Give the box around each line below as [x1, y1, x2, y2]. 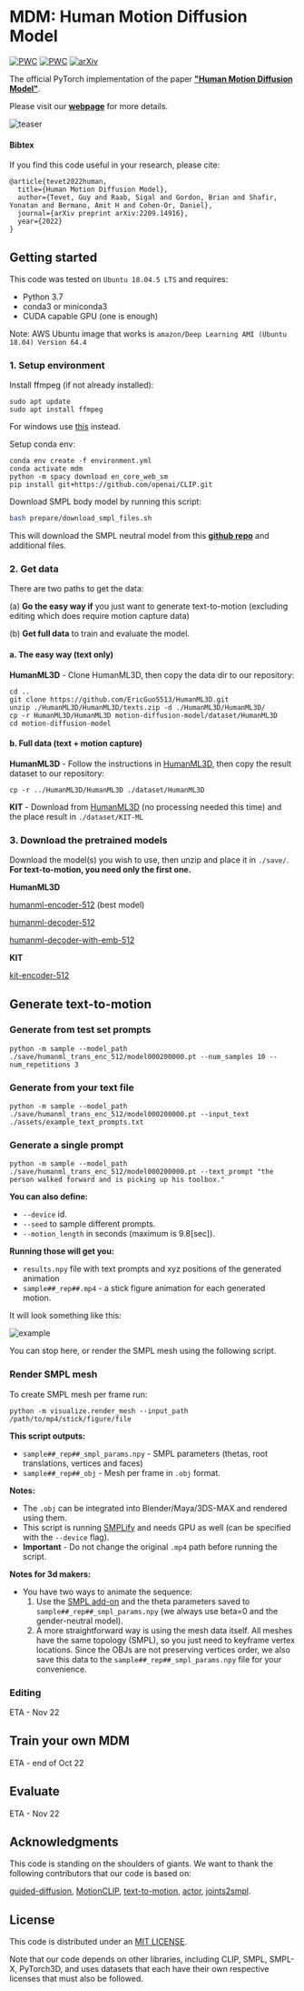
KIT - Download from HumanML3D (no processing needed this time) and [9, 801, 282, 812]
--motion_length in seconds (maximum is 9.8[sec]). [22, 1228, 216, 1239]
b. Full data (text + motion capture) [9, 738, 143, 749]
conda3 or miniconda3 [22, 300, 108, 311]
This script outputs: [9, 1430, 86, 1441]
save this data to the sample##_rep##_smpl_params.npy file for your [35, 1653, 282, 1664]
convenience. [35, 1663, 88, 1674]
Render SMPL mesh [9, 1368, 98, 1380]
